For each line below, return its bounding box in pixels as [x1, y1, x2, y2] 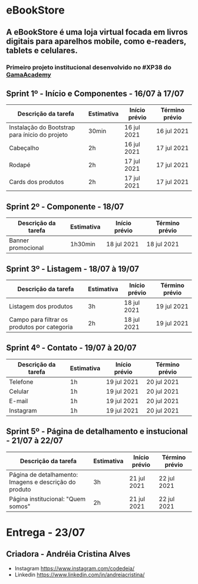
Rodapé [9, 161, 31, 169]
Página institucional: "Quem [9, 494, 86, 503]
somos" [9, 502, 31, 510]
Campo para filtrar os [9, 315, 68, 324]
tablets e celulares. [6, 45, 78, 55]
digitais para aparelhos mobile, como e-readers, [6, 36, 187, 46]
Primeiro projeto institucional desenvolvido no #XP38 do [6, 63, 172, 71]
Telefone [9, 378, 34, 386]
